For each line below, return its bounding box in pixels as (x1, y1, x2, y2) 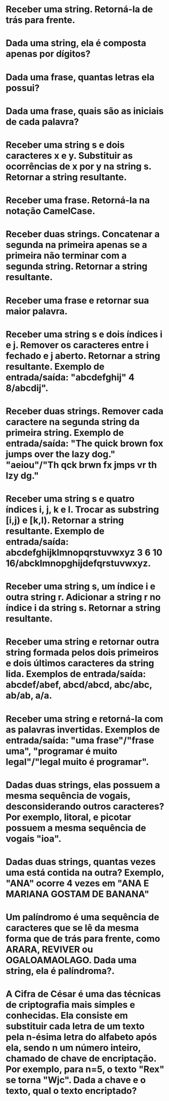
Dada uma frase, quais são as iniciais (6, 105, 164, 117)
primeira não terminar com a (6, 250, 127, 262)
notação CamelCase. (6, 205, 95, 217)
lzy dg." (6, 470, 39, 481)
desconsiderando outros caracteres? (6, 800, 164, 812)
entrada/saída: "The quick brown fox (6, 438, 163, 449)
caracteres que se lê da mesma (6, 922, 139, 934)
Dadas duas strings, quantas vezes (6, 856, 156, 867)
